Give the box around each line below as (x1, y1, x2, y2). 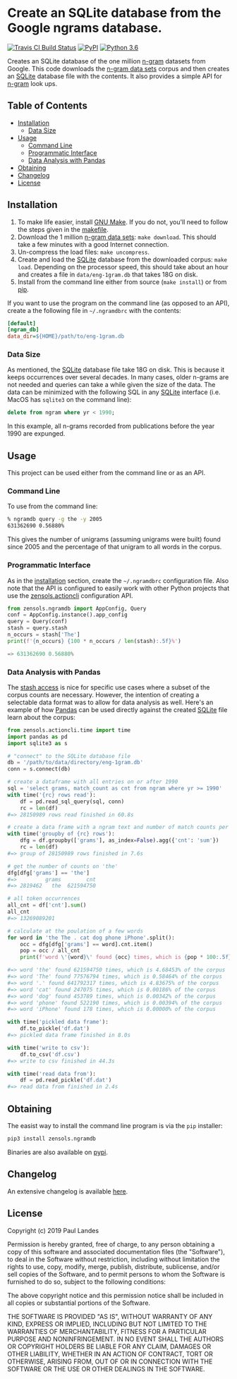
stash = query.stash (7, 625, 68, 632)
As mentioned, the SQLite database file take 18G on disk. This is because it (7, 365, 225, 374)
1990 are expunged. (7, 429, 66, 438)
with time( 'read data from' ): (7, 1070, 97, 1077)
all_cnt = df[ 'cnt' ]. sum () (7, 902, 87, 909)
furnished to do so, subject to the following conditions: (7, 1277, 166, 1286)
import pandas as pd (7, 733, 68, 740)
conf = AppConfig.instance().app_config (7, 611, 128, 618)
